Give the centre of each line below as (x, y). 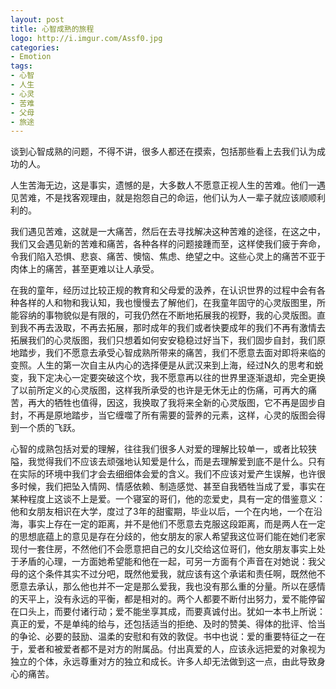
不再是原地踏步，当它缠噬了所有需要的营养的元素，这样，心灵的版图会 (172, 415)
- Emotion (31, 57)
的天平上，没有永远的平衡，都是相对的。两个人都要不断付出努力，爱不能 (159, 599)
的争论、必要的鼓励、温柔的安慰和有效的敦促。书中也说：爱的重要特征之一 (163, 637)
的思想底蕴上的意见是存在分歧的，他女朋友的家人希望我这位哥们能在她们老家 (168, 537)
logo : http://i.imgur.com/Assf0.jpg (86, 38)
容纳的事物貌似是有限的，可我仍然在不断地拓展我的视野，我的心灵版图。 (167, 315)
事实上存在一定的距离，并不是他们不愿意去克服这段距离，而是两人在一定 (176, 524)
